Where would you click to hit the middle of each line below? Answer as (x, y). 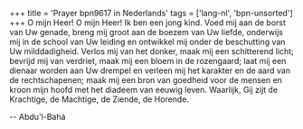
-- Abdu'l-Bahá (38, 117)
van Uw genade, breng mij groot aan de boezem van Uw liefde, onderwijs (146, 32)
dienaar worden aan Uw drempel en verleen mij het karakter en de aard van (150, 70)
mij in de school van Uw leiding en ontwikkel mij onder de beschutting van (147, 41)
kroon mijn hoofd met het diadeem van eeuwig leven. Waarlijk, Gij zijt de (144, 90)
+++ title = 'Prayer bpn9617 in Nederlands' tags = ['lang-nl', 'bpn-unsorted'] (151, 13)
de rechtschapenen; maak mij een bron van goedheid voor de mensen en (146, 80)
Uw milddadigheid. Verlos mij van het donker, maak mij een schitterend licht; (151, 51)
